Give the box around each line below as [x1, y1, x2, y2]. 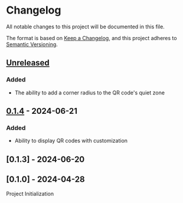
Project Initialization [6, 190, 54, 197]
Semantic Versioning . [6, 41, 58, 48]
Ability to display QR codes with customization [14, 137, 128, 145]
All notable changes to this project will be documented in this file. [6, 23, 165, 30]
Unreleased [6, 58, 50, 68]
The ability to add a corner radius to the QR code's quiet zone [14, 89, 165, 96]
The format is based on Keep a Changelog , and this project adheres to [6, 34, 177, 41]
